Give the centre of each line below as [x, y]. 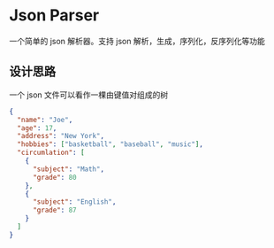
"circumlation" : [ [51, 153]
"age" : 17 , [37, 128]
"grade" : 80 [54, 177]
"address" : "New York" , [61, 136]
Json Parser [54, 15]
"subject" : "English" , [74, 202]
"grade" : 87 [54, 210]
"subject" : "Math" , [68, 169]
